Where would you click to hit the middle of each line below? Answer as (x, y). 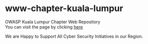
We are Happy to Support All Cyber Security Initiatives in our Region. (74, 36)
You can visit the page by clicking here (44, 27)
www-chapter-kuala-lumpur (64, 8)
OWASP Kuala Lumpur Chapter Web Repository (53, 22)
